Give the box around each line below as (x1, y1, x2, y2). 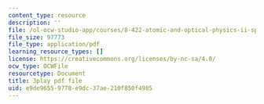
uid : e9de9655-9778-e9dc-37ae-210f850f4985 (8, 84, 153, 92)
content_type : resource (8, 11, 86, 20)
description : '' (8, 19, 61, 27)
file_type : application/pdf (8, 41, 101, 48)
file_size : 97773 (8, 33, 65, 41)
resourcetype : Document (8, 70, 86, 77)
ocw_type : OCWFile (8, 63, 68, 70)
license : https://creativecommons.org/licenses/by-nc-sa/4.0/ (8, 56, 216, 63)
